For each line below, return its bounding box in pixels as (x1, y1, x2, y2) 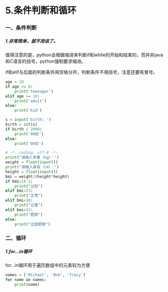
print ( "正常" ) (14, 193, 43, 198)
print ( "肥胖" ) (14, 212, 43, 217)
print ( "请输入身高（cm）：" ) (5, 164, 59, 170)
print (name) (14, 282, 40, 287)
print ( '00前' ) (14, 131, 44, 136)
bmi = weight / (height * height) (5, 174, 70, 179)
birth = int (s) (5, 122, 38, 127)
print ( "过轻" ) (14, 183, 43, 189)
